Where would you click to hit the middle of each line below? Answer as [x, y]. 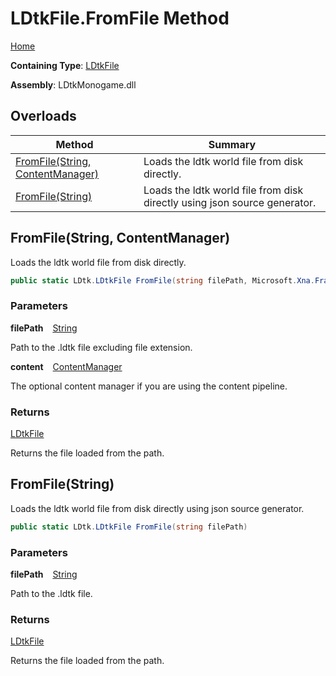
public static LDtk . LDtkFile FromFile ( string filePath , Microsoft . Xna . [162, 280]
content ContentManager [66, 366]
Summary [232, 144]
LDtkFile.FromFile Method [120, 18]
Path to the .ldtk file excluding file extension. [101, 347]
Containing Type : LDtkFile [65, 65]
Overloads [43, 116]
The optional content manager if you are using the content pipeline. [149, 386]
